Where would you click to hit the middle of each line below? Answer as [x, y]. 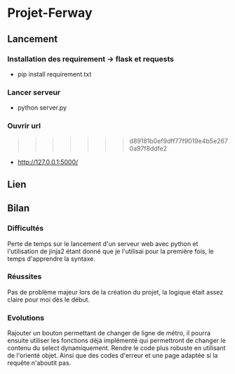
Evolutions [26, 318]
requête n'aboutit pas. [39, 363]
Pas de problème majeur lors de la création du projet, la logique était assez [115, 292]
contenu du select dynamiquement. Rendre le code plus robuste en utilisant [116, 348]
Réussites [25, 277]
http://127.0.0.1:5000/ [48, 162]
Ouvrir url [24, 126]
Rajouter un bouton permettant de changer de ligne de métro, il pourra [109, 333]
